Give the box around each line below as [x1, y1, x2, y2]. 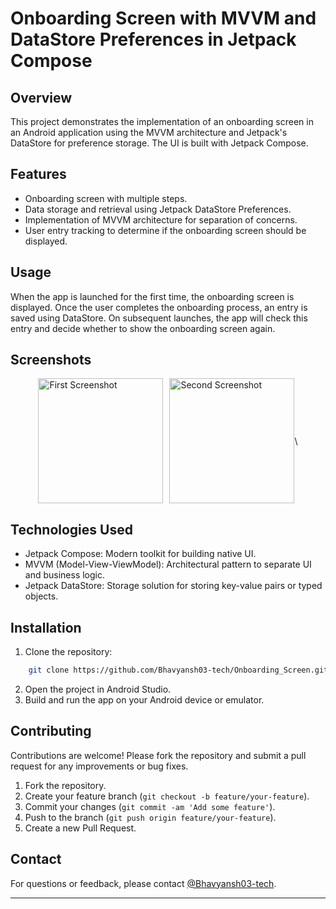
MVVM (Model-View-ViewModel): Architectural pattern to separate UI [24, 558, 312, 571]
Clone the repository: [24, 646, 113, 658]
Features [10, 166, 67, 183]
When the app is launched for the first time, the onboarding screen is [10, 290, 295, 302]
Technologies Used [10, 521, 133, 538]
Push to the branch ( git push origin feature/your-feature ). [24, 811, 277, 823]
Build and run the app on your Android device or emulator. [24, 693, 265, 706]
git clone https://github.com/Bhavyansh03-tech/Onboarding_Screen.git [28, 665, 329, 676]
